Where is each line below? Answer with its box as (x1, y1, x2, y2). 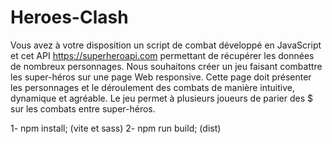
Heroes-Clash (10, 6, 129, 29)
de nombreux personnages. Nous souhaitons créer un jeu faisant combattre (10, 60, 323, 72)
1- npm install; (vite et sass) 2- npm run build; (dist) (10, 122, 222, 134)
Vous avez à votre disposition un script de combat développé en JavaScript (10, 39, 322, 51)
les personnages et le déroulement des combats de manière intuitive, (10, 81, 296, 93)
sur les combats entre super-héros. (10, 102, 156, 115)
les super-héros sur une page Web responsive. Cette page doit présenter (10, 71, 312, 83)
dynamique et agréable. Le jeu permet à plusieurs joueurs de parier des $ (10, 92, 314, 104)
